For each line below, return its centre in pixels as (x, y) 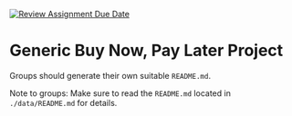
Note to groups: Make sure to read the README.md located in (120, 93)
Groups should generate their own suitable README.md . (110, 75)
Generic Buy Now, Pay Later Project (146, 51)
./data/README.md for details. (63, 102)
